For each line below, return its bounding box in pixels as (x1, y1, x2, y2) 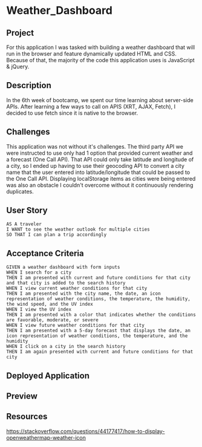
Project (6, 28, 34, 38)
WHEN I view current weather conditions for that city (6, 285, 148, 292)
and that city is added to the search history (6, 280, 126, 286)
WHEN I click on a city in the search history (6, 344, 126, 350)
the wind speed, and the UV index (6, 301, 94, 307)
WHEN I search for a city (6, 269, 71, 275)
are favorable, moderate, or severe (6, 317, 99, 323)
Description (6, 80, 51, 91)
